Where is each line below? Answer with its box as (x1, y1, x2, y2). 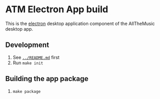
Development (5, 41, 50, 49)
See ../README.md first (12, 54, 60, 60)
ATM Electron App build (5, 4, 109, 15)
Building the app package (5, 75, 89, 83)
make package (12, 89, 41, 94)
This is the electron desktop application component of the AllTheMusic (5, 20, 155, 27)
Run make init (12, 60, 44, 66)
